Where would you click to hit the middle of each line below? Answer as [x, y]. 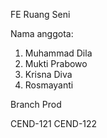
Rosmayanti [49, 85]
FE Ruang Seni [40, 14]
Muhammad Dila [58, 53]
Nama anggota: [42, 33]
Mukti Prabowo [56, 63]
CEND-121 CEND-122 [54, 123]
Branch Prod [36, 104]
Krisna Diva [48, 74]
